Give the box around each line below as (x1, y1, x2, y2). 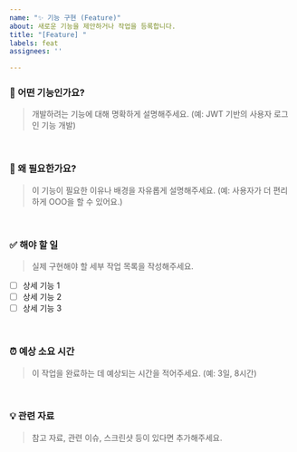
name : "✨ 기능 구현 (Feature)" (9, 13, 121, 23)
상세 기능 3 (22, 303, 62, 313)
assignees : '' (9, 47, 63, 56)
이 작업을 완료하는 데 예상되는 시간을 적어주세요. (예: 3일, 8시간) (31, 368, 257, 379)
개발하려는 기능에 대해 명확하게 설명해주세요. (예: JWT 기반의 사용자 (31, 109, 273, 120)
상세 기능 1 (22, 280, 61, 291)
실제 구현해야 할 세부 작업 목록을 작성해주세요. (31, 261, 195, 272)
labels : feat (9, 38, 59, 48)
